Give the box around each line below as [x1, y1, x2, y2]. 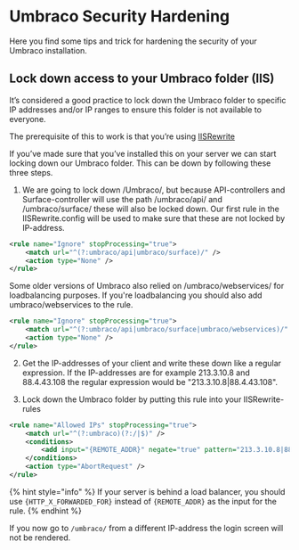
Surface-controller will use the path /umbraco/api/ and [21, 193, 222, 204]
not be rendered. [9, 532, 71, 543]
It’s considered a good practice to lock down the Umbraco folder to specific [9, 94, 287, 105]
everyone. [9, 113, 46, 124]
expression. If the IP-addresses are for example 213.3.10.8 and [21, 367, 251, 378]
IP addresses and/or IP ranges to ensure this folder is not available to [9, 104, 263, 115]
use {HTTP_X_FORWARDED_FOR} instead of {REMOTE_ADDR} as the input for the [9, 496, 278, 506]
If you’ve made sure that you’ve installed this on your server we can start [9, 148, 277, 159]
